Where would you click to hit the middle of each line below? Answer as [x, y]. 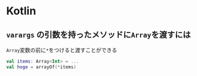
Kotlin [21, 11]
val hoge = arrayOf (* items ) [41, 67]
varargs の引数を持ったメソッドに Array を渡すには [98, 34]
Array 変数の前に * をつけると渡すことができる [62, 50]
